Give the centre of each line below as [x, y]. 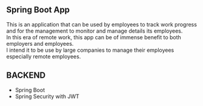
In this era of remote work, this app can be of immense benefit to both [94, 37]
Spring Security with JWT [47, 96]
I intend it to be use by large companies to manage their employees [90, 50]
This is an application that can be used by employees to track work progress [101, 24]
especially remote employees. [44, 56]
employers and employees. [40, 43]
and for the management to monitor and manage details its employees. [95, 31]
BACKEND [26, 76]
